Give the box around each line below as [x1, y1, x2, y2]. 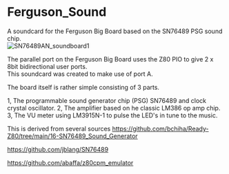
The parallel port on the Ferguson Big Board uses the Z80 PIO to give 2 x [7, 55, 214, 63]
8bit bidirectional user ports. [7, 62, 88, 70]
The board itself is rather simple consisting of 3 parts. [7, 83, 160, 91]
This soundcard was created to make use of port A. [7, 70, 153, 78]
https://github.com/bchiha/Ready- [112, 124, 209, 133]
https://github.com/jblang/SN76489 [7, 145, 109, 153]
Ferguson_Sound [7, 4, 107, 20]
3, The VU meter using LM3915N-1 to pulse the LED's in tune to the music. [7, 111, 218, 119]
